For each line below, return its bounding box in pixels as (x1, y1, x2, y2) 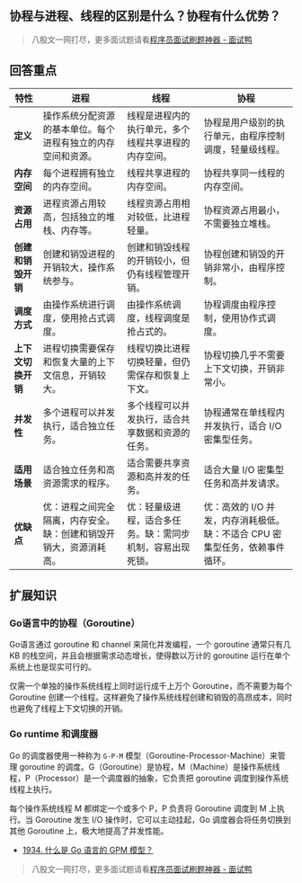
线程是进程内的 (127, 109, 191, 121)
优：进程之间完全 (42, 500, 115, 513)
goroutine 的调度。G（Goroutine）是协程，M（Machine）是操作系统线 (19, 761, 280, 772)
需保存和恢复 (127, 369, 182, 381)
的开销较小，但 (127, 254, 191, 267)
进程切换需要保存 (42, 342, 115, 354)
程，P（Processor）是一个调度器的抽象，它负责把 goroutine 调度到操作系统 (9, 772, 289, 783)
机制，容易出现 (127, 540, 191, 553)
